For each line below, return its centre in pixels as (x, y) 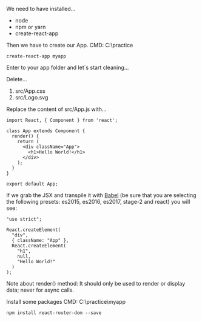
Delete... (17, 79)
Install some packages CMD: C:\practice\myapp (66, 302)
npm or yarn (30, 27)
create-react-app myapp (36, 56)
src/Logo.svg (32, 97)
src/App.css (30, 91)
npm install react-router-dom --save (54, 313)
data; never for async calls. (40, 290)
